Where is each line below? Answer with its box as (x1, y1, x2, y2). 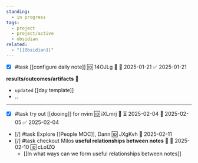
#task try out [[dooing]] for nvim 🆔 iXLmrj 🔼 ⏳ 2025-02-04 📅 (14, 110, 164, 117)
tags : (6, 19, 19, 25)
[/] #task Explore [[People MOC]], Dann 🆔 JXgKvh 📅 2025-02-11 (14, 131, 172, 138)
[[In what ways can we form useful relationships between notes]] (23, 150, 181, 157)
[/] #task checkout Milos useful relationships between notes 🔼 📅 (14, 137, 174, 144)
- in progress (11, 14, 46, 20)
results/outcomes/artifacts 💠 (6, 75, 79, 82)
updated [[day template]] (14, 86, 74, 93)
